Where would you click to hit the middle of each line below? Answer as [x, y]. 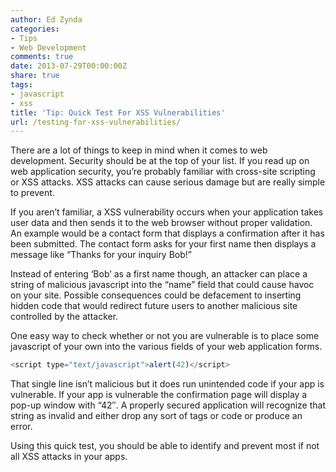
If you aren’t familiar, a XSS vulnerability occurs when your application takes [167, 212]
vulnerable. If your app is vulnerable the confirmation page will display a [159, 395]
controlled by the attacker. [64, 317]
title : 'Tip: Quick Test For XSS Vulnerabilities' [118, 112]
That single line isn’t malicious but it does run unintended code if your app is [167, 384]
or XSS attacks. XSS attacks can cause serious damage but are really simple [168, 182]
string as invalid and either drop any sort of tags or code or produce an [156, 416]
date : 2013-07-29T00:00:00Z [69, 66]
